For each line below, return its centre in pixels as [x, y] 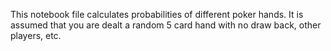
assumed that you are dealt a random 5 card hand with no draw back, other [166, 25]
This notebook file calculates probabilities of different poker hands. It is [157, 14]
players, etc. [36, 35]
